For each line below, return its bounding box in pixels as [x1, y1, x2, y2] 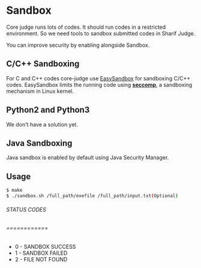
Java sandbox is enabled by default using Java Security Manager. [6, 154, 169, 161]
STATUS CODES [6, 206, 47, 213]
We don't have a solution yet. [6, 121, 78, 128]
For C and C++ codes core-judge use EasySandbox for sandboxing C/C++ [6, 74, 191, 82]
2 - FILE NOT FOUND [14, 255, 68, 263]
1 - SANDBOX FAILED [14, 249, 68, 257]
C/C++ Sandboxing [6, 59, 80, 69]
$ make [6, 187, 23, 194]
